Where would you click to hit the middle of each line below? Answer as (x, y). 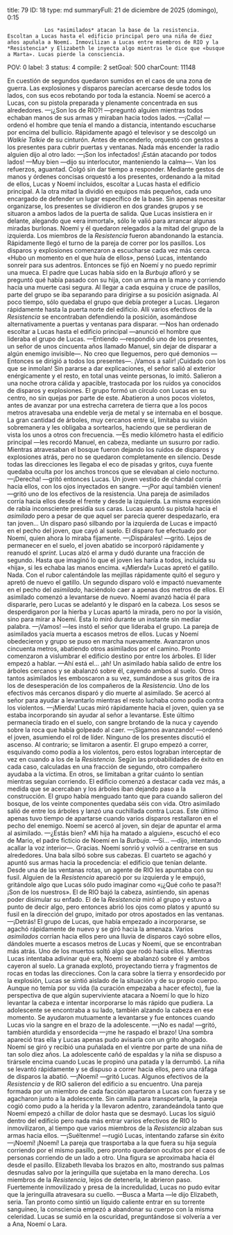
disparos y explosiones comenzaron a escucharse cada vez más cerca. (109, 250)
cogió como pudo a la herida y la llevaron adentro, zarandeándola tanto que (115, 1106)
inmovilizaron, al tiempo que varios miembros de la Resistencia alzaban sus (115, 1128)
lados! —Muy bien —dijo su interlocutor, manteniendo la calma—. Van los (112, 162)
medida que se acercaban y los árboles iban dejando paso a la (96, 789)
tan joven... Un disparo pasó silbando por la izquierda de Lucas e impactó (112, 523)
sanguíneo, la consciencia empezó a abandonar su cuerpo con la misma (110, 1209)
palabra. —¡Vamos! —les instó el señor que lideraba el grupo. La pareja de (113, 627)
